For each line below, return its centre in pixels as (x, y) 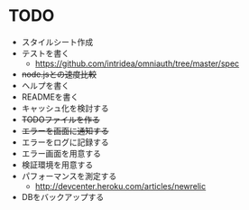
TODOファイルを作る (60, 119)
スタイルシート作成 (57, 42)
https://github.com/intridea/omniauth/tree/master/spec (137, 63)
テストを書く (45, 53)
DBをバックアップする (63, 196)
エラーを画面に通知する (65, 130)
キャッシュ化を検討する (65, 108)
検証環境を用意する (57, 165)
